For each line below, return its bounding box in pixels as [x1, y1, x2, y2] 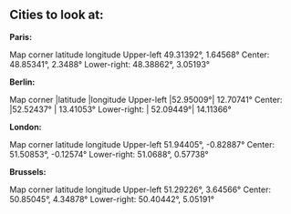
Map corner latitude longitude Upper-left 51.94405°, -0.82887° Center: [9, 138, 275, 149]
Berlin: [9, 76, 36, 87]
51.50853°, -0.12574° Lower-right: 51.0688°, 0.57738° [9, 148, 209, 159]
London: [9, 121, 43, 132]
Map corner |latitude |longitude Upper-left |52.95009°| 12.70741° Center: [9, 94, 283, 105]
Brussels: [9, 166, 47, 177]
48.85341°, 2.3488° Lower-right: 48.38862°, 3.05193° [9, 58, 210, 69]
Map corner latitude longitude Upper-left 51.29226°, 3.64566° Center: [9, 184, 272, 195]
